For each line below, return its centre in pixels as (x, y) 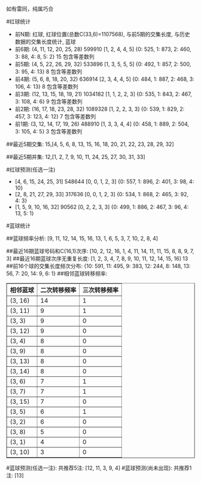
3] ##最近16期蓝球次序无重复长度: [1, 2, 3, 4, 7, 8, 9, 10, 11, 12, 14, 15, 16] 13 (97, 258)
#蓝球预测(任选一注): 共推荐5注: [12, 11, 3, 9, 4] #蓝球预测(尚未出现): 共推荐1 (99, 468)
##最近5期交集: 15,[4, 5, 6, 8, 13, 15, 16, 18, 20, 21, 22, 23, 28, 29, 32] (90, 144)
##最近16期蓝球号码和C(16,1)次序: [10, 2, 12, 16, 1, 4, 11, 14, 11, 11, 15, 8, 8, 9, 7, (100, 251)
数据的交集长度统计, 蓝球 (45, 42)
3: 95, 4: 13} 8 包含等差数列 (48, 71)
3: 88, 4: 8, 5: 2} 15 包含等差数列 (54, 57)
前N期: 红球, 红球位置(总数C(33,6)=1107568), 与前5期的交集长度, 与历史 (102, 34)
